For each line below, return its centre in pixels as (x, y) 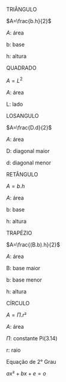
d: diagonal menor (29, 163)
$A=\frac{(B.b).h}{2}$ (33, 244)
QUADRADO (22, 68)
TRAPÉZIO (19, 233)
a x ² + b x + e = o (26, 373)
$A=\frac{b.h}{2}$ (29, 21)
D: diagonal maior (28, 151)
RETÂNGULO (22, 174)
